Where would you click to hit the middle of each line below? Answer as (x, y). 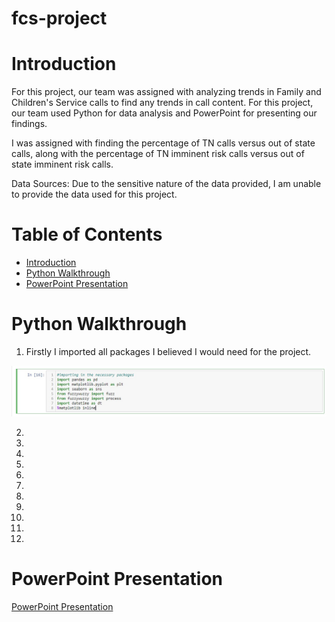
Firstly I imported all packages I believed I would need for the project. (168, 351)
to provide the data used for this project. (94, 194)
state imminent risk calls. (62, 164)
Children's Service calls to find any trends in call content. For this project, (162, 103)
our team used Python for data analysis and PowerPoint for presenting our (164, 113)
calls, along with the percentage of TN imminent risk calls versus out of (158, 154)
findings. (29, 124)
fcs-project (59, 18)
